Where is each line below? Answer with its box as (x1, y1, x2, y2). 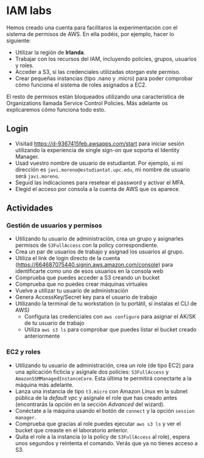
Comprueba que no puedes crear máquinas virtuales (15, 280, 148, 288)
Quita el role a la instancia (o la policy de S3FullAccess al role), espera (15, 433, 190, 440)
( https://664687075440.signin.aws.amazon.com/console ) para (15, 261, 174, 269)
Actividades (6, 203, 54, 214)
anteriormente (24, 332, 60, 340)
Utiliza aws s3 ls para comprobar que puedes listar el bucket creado (24, 326, 197, 333)
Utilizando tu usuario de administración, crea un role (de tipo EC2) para (15, 362, 194, 369)
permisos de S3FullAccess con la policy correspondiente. (15, 242, 159, 249)
